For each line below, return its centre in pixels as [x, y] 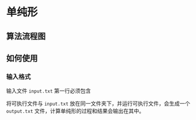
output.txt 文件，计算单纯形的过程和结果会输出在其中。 [75, 111]
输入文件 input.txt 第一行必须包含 [49, 91]
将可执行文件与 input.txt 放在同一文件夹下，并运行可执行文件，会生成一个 [98, 104]
